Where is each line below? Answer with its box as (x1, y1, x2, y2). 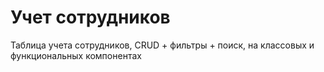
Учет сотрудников (10, 6, 171, 29)
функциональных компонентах (10, 49, 142, 61)
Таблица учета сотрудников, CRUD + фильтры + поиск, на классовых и (10, 39, 315, 51)
